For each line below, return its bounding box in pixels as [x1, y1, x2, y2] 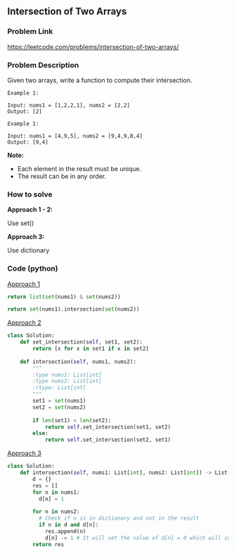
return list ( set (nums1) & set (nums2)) [7, 293, 121, 300]
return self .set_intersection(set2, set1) [44, 436, 171, 444]
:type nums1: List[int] [32, 371, 102, 378]
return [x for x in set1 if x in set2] [32, 345, 150, 353]
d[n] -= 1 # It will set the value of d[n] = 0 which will [44, 534, 221, 541]
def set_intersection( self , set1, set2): [20, 339, 143, 346]
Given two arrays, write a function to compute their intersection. [7, 76, 192, 84]
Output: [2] [7, 108, 42, 115]
